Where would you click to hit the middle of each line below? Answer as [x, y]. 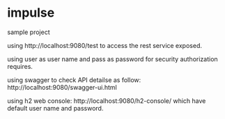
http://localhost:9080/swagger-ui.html [62, 87]
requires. [20, 66]
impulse [31, 13]
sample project [29, 32]
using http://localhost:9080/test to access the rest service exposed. [104, 45]
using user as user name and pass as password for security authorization [113, 59]
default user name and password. [55, 108]
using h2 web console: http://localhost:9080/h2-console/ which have [107, 101]
